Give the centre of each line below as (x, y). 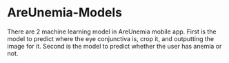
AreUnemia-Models (65, 13)
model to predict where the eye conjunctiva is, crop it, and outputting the (111, 38)
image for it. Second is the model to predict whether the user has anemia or (114, 46)
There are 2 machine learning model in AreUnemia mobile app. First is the (112, 32)
